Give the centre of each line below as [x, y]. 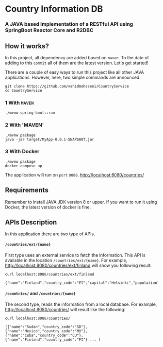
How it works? [27, 46]
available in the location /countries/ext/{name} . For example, [66, 260]
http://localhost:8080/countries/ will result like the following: [65, 309]
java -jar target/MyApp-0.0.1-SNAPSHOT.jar [50, 139]
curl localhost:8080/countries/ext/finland [50, 274]
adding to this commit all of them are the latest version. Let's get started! [77, 63]
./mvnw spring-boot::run [30, 113]
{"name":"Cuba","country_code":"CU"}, [44, 335]
